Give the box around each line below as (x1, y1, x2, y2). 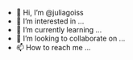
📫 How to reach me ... (15, 43, 91, 52)
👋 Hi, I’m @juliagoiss (15, 8, 84, 17)
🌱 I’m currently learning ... (15, 25, 102, 34)
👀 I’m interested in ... (15, 16, 85, 26)
